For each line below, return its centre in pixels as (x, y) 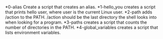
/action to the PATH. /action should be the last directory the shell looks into (81, 17)
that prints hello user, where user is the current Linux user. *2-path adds (79, 12)
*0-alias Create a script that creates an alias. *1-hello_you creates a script (81, 7)
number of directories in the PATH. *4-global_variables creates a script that (82, 27)
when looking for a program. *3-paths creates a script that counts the (76, 22)
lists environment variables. (33, 32)
